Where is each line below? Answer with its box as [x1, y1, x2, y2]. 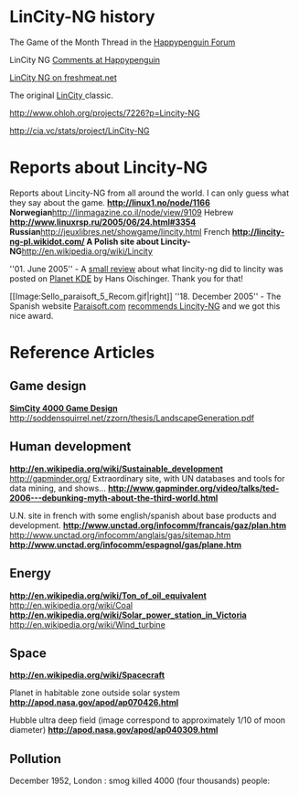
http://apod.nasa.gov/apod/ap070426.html [9, 697, 179, 708]
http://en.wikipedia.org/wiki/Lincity [21, 245, 154, 257]
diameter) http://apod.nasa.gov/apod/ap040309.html [9, 725, 219, 736]
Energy [9, 566, 52, 581]
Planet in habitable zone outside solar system [9, 687, 181, 698]
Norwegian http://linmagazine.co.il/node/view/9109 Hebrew [9, 207, 234, 217]
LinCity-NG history [9, 6, 155, 27]
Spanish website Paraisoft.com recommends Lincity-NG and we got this [9, 300, 281, 312]
